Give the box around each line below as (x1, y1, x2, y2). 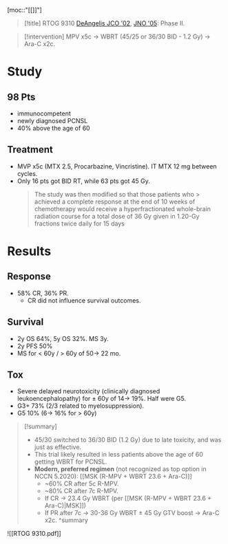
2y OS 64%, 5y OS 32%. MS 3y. (17, 334, 109, 342)
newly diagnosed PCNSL (17, 117, 88, 124)
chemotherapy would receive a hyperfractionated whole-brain (34, 204, 211, 213)
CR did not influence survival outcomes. (27, 296, 141, 305)
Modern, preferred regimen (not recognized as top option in (34, 465, 207, 473)
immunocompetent (17, 109, 71, 118)
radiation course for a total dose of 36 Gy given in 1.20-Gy (34, 212, 200, 220)
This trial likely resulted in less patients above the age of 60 (34, 450, 203, 459)
